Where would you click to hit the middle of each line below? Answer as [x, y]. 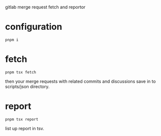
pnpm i [12, 40]
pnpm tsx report [22, 119]
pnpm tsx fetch [21, 72]
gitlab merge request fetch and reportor [45, 7]
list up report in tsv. [25, 128]
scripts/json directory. [27, 86]
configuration [34, 27]
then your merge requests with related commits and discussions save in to [80, 81]
